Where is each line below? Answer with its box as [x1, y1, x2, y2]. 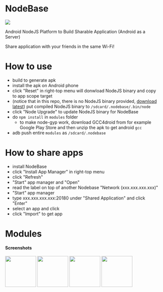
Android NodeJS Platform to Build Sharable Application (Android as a [5, 28, 146, 35]
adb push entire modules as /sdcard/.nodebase [12, 130, 106, 136]
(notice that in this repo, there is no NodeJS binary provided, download [12, 98, 157, 104]
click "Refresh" [12, 174, 43, 180]
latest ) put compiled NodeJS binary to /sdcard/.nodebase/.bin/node [12, 103, 151, 109]
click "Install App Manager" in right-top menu [12, 169, 105, 175]
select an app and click [12, 205, 60, 211]
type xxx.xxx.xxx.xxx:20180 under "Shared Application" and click [12, 195, 146, 201]
